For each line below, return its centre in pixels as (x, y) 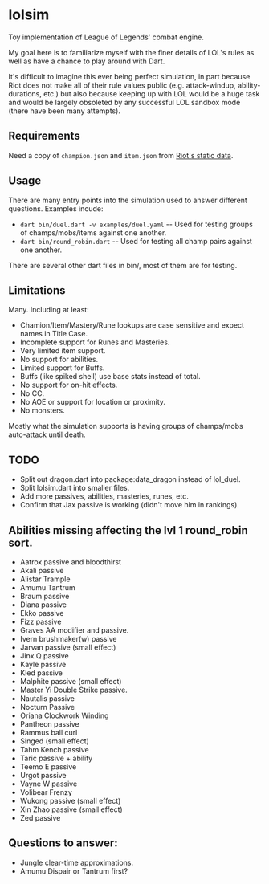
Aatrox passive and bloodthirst (71, 562)
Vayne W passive (49, 784)
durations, (25, 93)
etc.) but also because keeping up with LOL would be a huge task (151, 93)
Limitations (37, 290)
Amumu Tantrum (48, 587)
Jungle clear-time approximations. (77, 862)
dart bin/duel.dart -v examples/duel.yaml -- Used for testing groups (136, 224)
